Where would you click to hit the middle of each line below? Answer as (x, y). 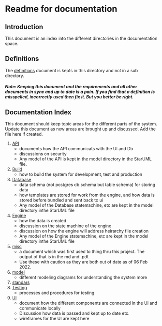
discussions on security (43, 154)
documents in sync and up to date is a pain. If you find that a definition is (80, 92)
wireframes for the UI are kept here (54, 319)
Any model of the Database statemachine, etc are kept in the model (86, 205)
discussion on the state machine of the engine (65, 226)
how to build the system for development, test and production (81, 174)
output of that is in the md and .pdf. (54, 257)
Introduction (24, 27)
